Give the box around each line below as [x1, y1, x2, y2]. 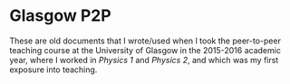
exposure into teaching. [9, 64, 98, 75]
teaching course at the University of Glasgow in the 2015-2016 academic [9, 44, 281, 55]
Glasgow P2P [9, 5, 111, 26]
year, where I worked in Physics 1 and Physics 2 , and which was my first [9, 54, 279, 65]
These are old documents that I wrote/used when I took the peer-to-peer [9, 35, 281, 46]
